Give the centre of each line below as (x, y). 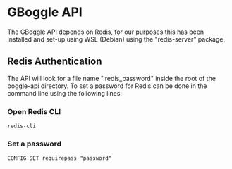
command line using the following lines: (65, 93)
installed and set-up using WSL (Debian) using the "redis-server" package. (116, 39)
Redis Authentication (55, 62)
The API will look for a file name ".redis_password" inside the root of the (112, 78)
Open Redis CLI (34, 111)
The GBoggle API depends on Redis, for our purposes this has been (106, 32)
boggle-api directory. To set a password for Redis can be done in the (107, 86)
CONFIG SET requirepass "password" (60, 158)
